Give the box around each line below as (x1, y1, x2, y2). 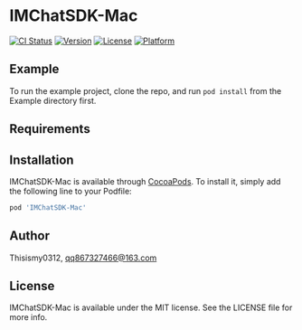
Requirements (9, 121, 90, 137)
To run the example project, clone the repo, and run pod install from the (9, 85, 282, 96)
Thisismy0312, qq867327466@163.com (9, 252, 157, 263)
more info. (9, 312, 48, 323)
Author (9, 228, 50, 244)
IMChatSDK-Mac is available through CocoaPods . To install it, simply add (9, 175, 281, 186)
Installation (9, 152, 74, 167)
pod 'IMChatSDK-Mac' (9, 203, 88, 212)
